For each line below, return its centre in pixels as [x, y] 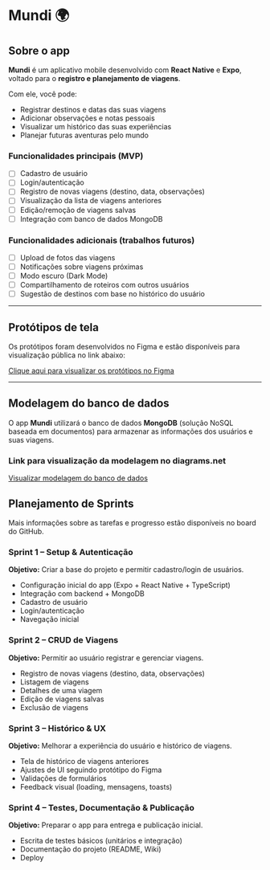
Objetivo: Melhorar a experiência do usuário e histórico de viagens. [120, 745]
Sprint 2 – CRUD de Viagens [63, 640]
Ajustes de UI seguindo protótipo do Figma [91, 770]
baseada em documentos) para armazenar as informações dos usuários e [131, 431]
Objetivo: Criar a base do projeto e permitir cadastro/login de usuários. [126, 570]
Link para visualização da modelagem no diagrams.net [117, 460]
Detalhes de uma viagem [61, 690]
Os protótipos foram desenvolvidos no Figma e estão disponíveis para [124, 347]
